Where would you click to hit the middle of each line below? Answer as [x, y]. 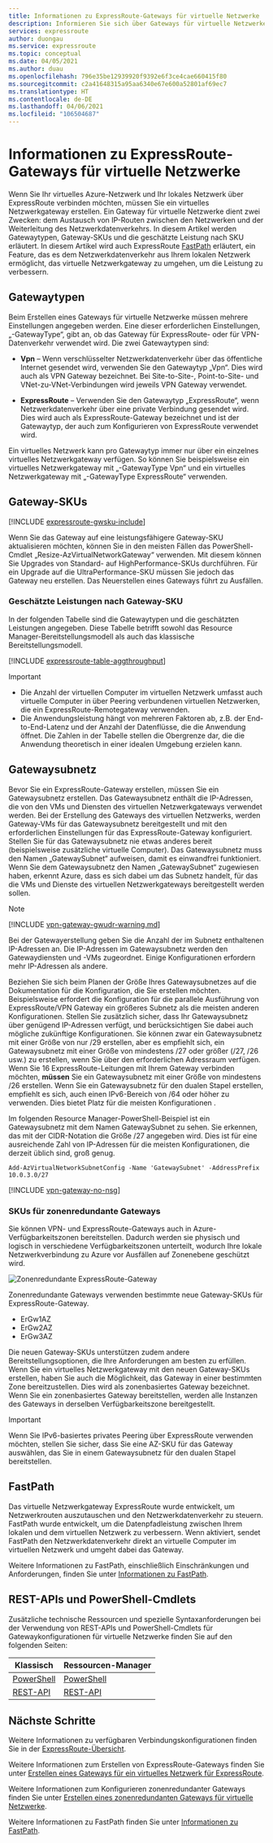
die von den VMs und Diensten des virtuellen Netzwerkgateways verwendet [135, 806]
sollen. [19, 893]
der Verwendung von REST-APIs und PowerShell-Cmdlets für [111, 1628]
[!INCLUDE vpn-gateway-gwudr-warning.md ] [84, 924]
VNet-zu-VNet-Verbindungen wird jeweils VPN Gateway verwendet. [134, 384]
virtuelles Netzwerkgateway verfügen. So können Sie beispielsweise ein [129, 459]
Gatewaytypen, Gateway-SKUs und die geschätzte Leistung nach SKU [126, 237]
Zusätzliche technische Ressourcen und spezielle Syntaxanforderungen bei [135, 1619]
